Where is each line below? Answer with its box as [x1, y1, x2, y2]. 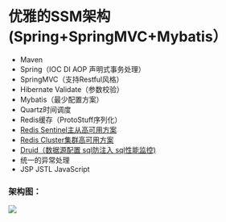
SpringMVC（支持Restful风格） [19, 74, 124, 84]
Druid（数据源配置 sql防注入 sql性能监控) [19, 145, 157, 154]
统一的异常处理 [19, 155, 70, 165]
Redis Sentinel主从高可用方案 [19, 124, 117, 134]
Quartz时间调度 [19, 104, 72, 114]
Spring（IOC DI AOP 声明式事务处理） [19, 64, 146, 73]
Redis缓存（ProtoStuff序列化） [19, 115, 122, 124]
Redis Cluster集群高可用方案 [19, 135, 114, 145]
